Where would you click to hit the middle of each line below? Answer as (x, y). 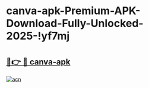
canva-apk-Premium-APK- (73, 11)
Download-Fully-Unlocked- (75, 23)
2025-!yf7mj (38, 36)
